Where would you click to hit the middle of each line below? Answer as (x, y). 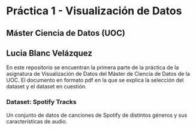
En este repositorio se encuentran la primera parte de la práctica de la (93, 67)
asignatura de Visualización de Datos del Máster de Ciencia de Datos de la (98, 74)
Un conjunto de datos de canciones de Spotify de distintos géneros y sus (97, 115)
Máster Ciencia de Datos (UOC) (66, 33)
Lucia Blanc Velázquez (49, 53)
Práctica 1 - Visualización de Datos (94, 11)
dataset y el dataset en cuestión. (46, 86)
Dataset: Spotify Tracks (41, 102)
